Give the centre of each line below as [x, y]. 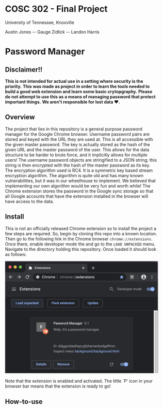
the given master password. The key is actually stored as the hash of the [78, 144]
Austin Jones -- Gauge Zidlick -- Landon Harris [52, 32]
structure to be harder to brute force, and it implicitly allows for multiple [76, 155]
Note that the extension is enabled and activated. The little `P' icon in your [79, 381]
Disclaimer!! [24, 69]
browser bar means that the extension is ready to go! [58, 386]
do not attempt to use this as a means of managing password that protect [81, 96]
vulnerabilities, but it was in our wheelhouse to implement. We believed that [81, 181]
